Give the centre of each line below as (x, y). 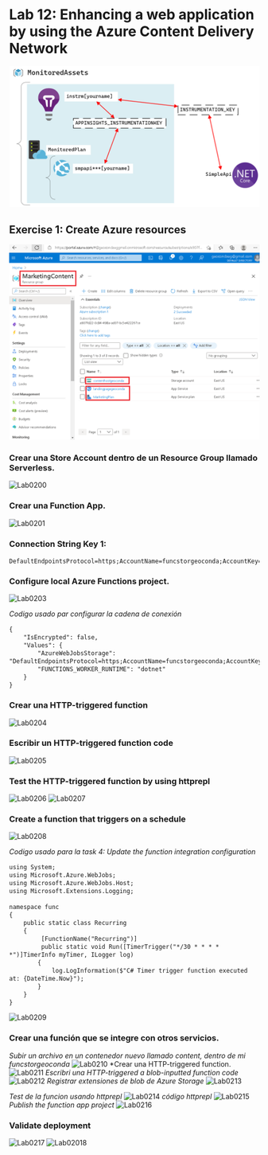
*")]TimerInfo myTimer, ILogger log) (72, 955)
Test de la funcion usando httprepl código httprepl (111, 1096)
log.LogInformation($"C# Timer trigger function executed (150, 971)
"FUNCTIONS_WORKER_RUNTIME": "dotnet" (102, 669)
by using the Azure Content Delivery (132, 31)
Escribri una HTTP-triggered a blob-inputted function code (142, 1072)
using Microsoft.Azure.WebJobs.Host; (72, 884)
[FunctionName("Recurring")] (89, 939)
